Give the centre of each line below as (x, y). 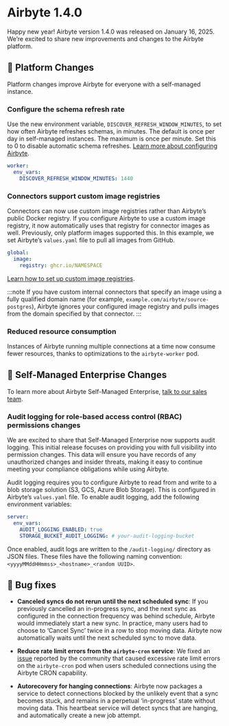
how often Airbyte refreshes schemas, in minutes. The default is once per (111, 132)
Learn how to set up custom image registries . (71, 278)
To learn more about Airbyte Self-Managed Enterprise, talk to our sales (107, 391)
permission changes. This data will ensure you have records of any (102, 454)
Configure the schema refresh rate (66, 109)
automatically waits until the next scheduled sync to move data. (107, 638)
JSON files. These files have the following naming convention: (95, 556)
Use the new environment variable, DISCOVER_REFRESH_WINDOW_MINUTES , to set (114, 124)
